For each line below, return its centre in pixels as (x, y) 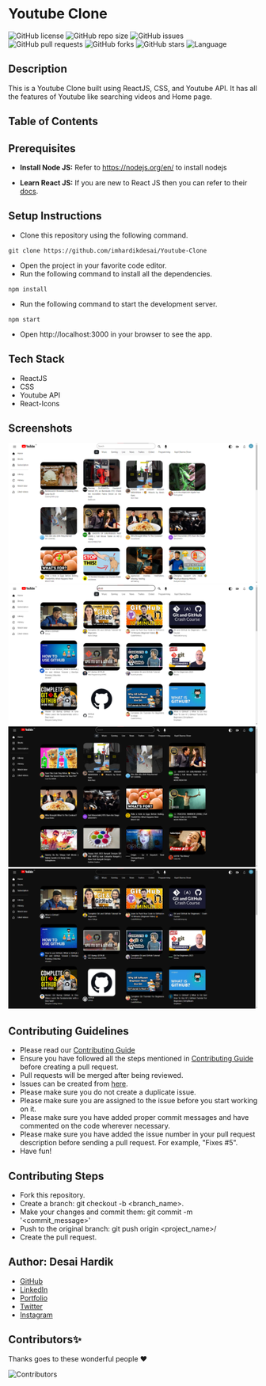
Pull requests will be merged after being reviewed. (101, 1076)
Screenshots (40, 428)
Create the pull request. (58, 1237)
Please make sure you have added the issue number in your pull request (137, 1134)
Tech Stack (36, 359)
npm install (28, 289)
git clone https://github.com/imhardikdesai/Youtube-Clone (108, 250)
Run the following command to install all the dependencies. (116, 273)
